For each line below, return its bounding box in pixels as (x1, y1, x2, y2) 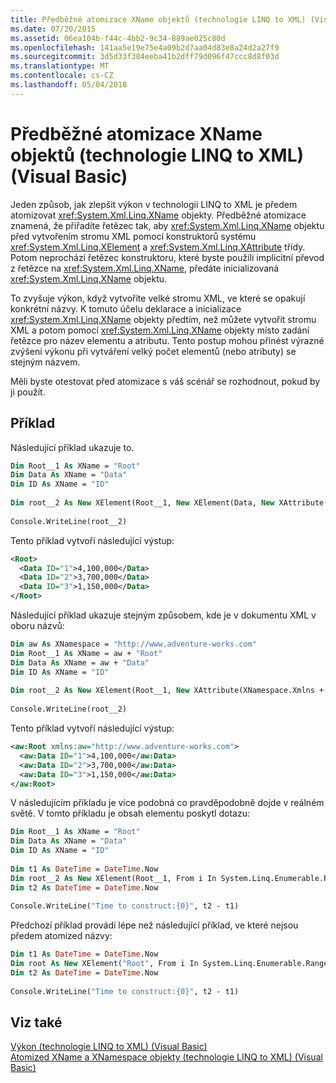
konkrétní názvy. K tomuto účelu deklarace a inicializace (10, 302, 242, 315)
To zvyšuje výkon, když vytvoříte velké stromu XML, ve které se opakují (10, 292, 306, 304)
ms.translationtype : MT (10, 61, 110, 71)
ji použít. (10, 386, 46, 398)
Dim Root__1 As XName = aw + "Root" (10, 648, 163, 658)
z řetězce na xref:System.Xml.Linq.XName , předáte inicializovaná (10, 262, 280, 274)
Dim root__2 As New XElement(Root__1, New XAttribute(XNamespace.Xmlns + (10, 686, 325, 696)
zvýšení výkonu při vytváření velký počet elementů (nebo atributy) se (10, 345, 297, 357)
